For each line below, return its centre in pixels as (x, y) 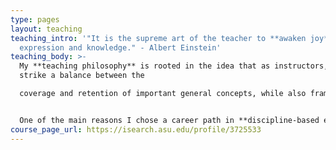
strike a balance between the (82, 76)
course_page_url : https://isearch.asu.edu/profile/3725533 (136, 129)
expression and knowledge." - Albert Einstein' (120, 47)
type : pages (35, 19)
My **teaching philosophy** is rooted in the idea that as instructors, (174, 66)
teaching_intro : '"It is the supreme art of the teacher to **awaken (158, 38)
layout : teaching (46, 29)
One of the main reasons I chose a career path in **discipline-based (169, 120)
